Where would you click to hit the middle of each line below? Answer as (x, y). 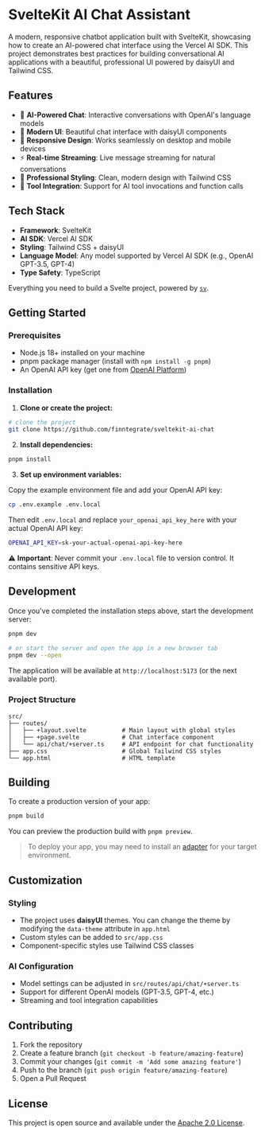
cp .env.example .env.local (55, 505)
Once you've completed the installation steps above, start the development (131, 610)
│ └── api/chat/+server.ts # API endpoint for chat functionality (131, 744)
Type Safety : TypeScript (60, 272)
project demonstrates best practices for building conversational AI (116, 53)
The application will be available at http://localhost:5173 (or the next (123, 671)
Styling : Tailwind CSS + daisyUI (72, 247)
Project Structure (42, 700)
